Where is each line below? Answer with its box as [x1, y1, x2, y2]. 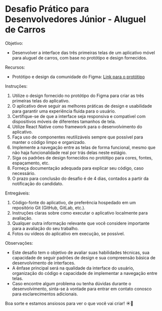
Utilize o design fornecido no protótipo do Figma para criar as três [12, 93, 145, 98]
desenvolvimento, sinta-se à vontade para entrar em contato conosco [12, 286, 152, 292]
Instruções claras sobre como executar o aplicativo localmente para [12, 210, 148, 215]
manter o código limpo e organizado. [12, 139, 86, 145]
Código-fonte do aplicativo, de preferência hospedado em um [12, 199, 136, 205]
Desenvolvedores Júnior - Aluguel [5, 14, 146, 25]
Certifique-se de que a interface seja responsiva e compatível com [12, 113, 146, 119]
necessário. [12, 170, 36, 176]
